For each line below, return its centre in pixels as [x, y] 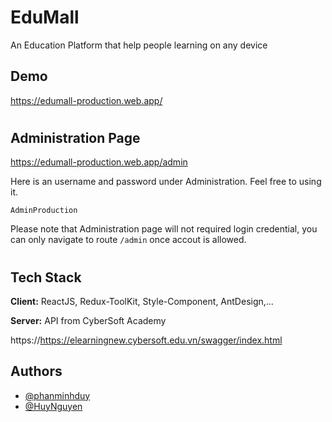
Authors [36, 371]
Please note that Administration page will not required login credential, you [164, 229]
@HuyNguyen [53, 406]
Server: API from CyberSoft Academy [88, 320]
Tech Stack [46, 277]
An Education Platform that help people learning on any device [139, 45]
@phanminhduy [57, 395]
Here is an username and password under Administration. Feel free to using [166, 182]
